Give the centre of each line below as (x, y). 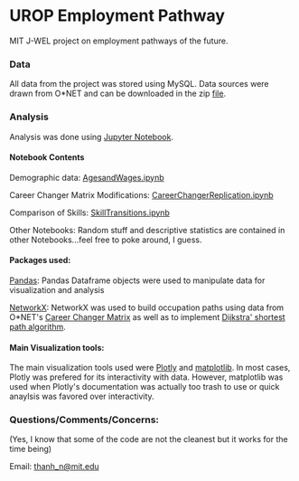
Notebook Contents (47, 157)
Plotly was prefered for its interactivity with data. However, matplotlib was (146, 377)
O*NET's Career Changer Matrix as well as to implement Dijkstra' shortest (148, 316)
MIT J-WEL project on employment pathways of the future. (119, 41)
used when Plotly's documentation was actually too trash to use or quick (145, 387)
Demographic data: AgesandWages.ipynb (87, 177)
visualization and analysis (57, 289)
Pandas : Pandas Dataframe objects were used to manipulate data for (137, 280)
